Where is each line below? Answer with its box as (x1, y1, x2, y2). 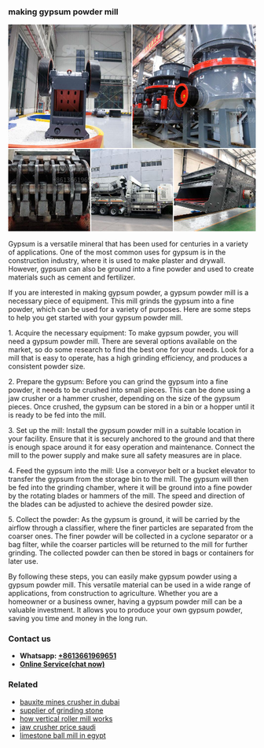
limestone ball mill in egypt (19, 731, 106, 740)
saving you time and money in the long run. (8, 613, 148, 623)
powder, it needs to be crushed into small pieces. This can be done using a (8, 385, 251, 394)
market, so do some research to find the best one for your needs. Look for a (8, 345, 254, 354)
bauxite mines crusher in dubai (19, 697, 120, 706)
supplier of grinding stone (19, 705, 104, 715)
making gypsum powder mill (8, 6, 119, 17)
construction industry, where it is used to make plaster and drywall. (8, 255, 226, 265)
